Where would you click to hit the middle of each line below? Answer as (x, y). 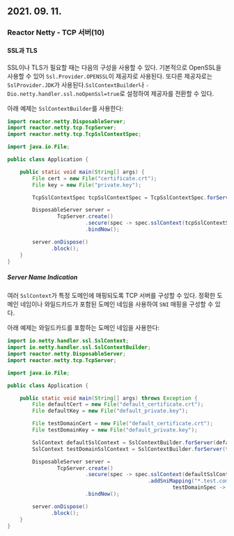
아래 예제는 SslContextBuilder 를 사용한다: (65, 108)
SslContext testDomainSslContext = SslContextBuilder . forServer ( (129, 449)
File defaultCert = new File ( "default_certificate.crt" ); (118, 404)
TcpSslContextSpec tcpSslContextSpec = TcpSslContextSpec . (120, 198)
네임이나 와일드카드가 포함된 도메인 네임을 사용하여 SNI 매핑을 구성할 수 (117, 304)
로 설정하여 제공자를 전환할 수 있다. (167, 93)
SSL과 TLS (22, 50)
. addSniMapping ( (171, 481)
